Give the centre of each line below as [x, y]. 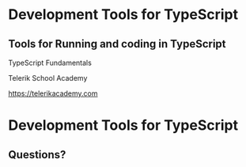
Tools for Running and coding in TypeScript [117, 44]
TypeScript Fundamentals [50, 63]
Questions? [37, 155]
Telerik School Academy [48, 78]
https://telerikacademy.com [53, 93]
